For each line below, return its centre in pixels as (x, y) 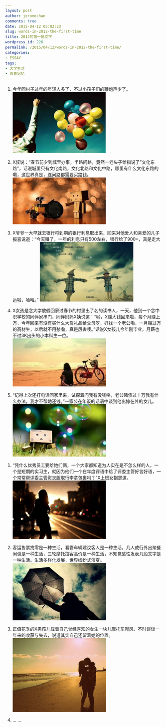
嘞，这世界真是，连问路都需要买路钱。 (52, 175)
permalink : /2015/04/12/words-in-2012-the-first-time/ (63, 47)
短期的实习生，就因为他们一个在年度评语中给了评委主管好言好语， (89, 472)
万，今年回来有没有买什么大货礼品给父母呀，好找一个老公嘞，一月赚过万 (86, 323)
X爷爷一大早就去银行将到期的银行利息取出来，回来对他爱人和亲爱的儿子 (86, 233)
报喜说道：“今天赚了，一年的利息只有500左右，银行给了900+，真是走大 (86, 239)
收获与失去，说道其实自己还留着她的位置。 (69, 635)
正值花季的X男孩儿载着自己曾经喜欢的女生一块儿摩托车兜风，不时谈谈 (84, 629)
